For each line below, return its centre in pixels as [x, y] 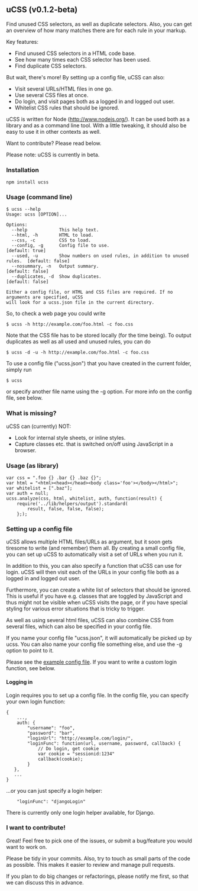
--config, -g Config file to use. [61, 246]
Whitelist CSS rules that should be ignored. [67, 107]
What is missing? [31, 413]
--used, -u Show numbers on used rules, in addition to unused [100, 256]
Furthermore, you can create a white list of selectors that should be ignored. [99, 590]
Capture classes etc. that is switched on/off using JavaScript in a [94, 444]
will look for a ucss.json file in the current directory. [80, 303]
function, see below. [31, 668]
